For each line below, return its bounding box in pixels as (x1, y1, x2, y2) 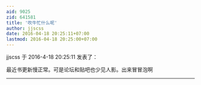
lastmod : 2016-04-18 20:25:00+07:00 (6, 36, 98, 42)
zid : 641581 (6, 14, 36, 20)
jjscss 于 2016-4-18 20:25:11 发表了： (6, 53, 98, 60)
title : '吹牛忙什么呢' (6, 20, 57, 26)
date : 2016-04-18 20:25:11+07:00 (6, 31, 90, 37)
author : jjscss (6, 25, 44, 32)
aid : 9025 (6, 8, 31, 15)
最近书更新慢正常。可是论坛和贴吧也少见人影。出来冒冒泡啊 (6, 66, 153, 73)
